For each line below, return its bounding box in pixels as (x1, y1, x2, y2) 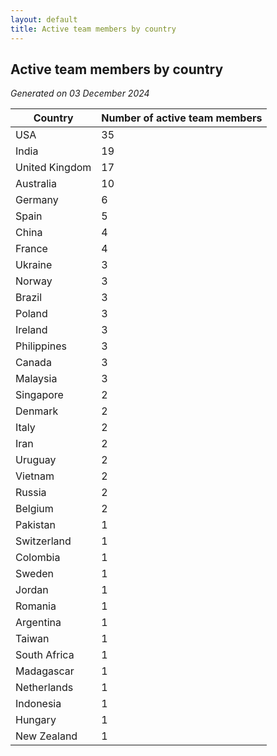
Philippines (15, 339, 67, 353)
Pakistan (15, 518, 57, 532)
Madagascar (15, 664, 75, 678)
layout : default (10, 14, 78, 25)
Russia (15, 486, 47, 500)
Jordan (15, 583, 49, 597)
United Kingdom (15, 161, 92, 175)
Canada (15, 356, 52, 370)
